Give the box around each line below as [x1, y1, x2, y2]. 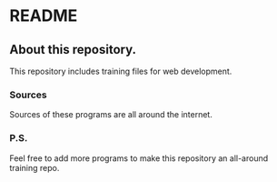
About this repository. [9, 42, 136, 57]
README [9, 5, 78, 26]
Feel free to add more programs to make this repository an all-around [9, 152, 269, 164]
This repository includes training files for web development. [9, 66, 232, 76]
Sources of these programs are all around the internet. [9, 109, 213, 120]
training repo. [9, 162, 60, 173]
